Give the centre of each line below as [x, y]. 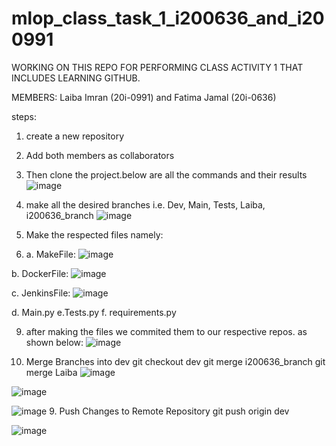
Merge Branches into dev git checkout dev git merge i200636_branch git [175, 361]
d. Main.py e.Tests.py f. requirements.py [94, 312]
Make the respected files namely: [94, 234]
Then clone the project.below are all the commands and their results [166, 174]
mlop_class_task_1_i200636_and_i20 [168, 18]
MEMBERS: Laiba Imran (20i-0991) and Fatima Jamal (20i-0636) [144, 97]
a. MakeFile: [50, 254]
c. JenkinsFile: [41, 293]
